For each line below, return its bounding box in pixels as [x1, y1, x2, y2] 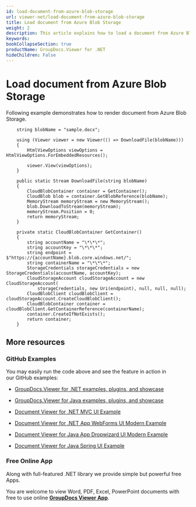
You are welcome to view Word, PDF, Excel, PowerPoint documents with [6, 488, 180, 495]
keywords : [6, 36, 30, 42]
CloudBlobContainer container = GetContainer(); [27, 188, 148, 194]
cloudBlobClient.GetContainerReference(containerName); [6, 306, 145, 312]
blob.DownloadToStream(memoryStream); [27, 203, 121, 210]
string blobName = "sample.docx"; [16, 126, 100, 132]
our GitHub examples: [6, 374, 58, 381]
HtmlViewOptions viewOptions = [27, 147, 103, 153]
